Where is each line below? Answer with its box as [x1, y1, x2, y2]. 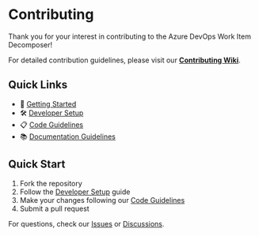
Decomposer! [8, 39, 53, 49]
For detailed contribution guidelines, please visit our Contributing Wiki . [8, 55, 242, 65]
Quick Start [8, 158, 66, 171]
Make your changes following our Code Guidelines [19, 195, 185, 204]
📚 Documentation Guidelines [19, 132, 116, 141]
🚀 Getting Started [19, 99, 77, 108]
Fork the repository [19, 178, 83, 188]
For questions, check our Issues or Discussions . [8, 219, 165, 228]
